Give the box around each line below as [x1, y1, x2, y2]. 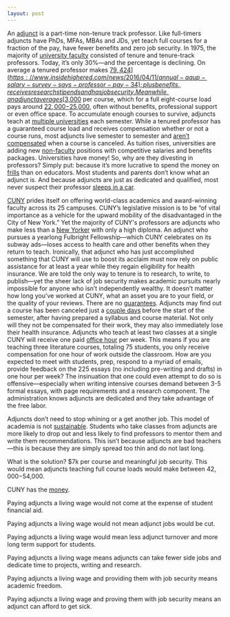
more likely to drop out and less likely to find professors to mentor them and [7, 429, 222, 438]
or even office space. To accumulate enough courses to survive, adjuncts [7, 110, 216, 118]
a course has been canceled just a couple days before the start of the [7, 306, 205, 314]
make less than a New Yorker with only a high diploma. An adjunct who [7, 225, 209, 234]
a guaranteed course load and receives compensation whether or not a [7, 124, 209, 132]
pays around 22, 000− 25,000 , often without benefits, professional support [7, 102, 218, 110]
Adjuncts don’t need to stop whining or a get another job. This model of [7, 414, 210, 423]
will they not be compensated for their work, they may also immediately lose [7, 321, 224, 329]
